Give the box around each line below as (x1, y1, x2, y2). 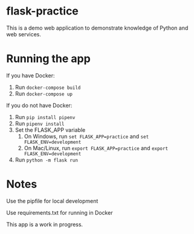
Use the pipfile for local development (6, 197, 99, 204)
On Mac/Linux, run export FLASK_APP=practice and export (24, 144, 168, 152)
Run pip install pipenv (15, 113, 76, 120)
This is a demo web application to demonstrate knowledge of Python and (6, 24, 189, 31)
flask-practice (6, 4, 79, 18)
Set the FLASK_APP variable (15, 126, 86, 134)
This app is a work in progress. (6, 221, 83, 228)
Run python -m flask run (15, 156, 79, 163)
